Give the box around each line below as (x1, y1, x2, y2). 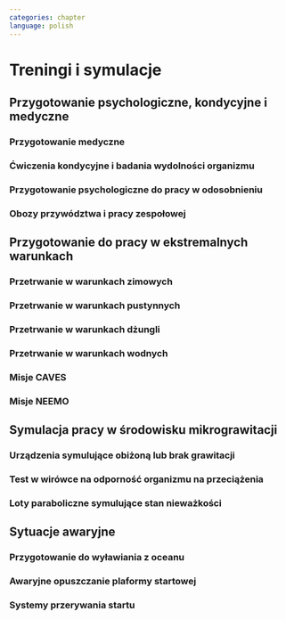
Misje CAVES (9, 371, 67, 383)
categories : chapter (9, 12, 86, 22)
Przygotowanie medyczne (9, 135, 126, 148)
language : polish (9, 21, 74, 30)
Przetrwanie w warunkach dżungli (9, 322, 160, 335)
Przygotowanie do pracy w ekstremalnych (9, 235, 249, 250)
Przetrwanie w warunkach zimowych (9, 275, 174, 288)
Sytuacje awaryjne (9, 525, 116, 540)
